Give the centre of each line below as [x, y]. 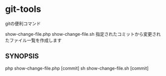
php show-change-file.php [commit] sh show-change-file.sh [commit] [77, 68]
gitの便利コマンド [23, 23]
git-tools [23, 9]
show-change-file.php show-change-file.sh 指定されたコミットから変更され [83, 34]
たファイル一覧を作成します [33, 40]
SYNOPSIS [22, 56]
